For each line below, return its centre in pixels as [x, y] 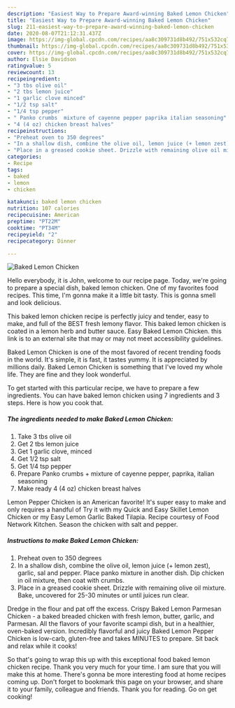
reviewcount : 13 [31, 72]
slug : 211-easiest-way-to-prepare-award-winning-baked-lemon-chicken [111, 27]
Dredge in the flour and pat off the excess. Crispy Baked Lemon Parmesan [114, 609]
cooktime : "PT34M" [34, 228]
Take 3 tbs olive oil [44, 437]
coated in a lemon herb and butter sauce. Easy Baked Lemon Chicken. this [115, 331]
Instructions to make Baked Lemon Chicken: [73, 540]
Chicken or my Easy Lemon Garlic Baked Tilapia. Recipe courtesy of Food [113, 517]
